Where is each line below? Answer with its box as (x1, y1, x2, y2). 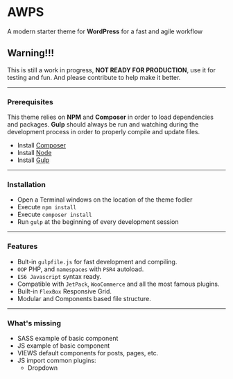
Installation (7, 179, 46, 189)
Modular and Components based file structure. (17, 294, 151, 303)
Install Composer (17, 141, 67, 150)
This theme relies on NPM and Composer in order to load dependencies (7, 113, 214, 122)
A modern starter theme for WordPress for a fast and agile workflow (7, 27, 203, 35)
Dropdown (27, 363, 58, 372)
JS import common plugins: (17, 356, 96, 364)
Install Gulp (17, 156, 50, 164)
